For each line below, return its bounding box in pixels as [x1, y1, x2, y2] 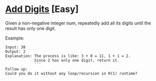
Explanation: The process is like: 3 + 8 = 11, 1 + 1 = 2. [5, 53, 131, 58]
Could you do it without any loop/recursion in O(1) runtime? [5, 71, 137, 76]
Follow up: [5, 66, 28, 71]
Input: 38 [5, 44, 26, 49]
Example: [5, 35, 24, 41]
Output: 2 [5, 49, 26, 54]
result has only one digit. [5, 25, 56, 31]
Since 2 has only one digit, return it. [34, 57, 120, 63]
